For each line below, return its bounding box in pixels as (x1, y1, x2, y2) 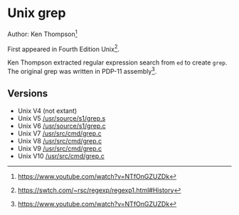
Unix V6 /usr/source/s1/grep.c (17, 121, 106, 130)
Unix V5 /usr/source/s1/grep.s (17, 114, 106, 122)
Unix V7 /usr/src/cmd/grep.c (17, 129, 102, 138)
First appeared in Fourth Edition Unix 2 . (7, 43, 119, 53)
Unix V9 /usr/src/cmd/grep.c (17, 144, 102, 153)
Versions (7, 87, 48, 100)
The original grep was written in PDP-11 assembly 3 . (7, 66, 157, 75)
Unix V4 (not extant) (17, 106, 78, 115)
